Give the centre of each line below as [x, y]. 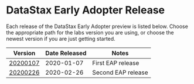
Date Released [66, 53]
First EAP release [116, 63]
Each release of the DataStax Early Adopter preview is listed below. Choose [97, 26]
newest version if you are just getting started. [61, 38]
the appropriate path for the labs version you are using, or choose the [90, 32]
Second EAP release [120, 72]
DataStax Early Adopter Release [86, 10]
